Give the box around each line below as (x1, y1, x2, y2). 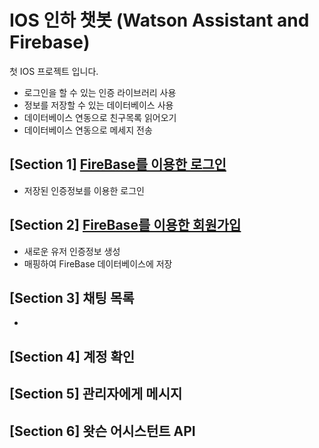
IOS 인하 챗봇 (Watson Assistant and (9, 9, 310, 32)
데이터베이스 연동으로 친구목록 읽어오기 (23, 111, 177, 123)
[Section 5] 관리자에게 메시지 (9, 386, 183, 403)
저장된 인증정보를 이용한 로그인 (23, 184, 145, 196)
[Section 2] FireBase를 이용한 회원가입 (9, 217, 242, 234)
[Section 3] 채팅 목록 (9, 289, 135, 306)
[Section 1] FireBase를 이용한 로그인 (9, 156, 227, 173)
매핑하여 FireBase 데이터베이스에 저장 (23, 257, 173, 270)
